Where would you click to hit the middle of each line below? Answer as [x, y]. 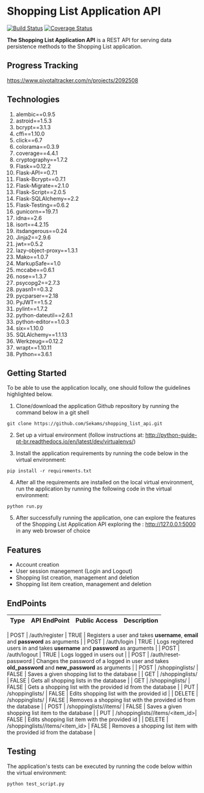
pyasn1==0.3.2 [34, 289]
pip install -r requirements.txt [49, 471]
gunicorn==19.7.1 [37, 211]
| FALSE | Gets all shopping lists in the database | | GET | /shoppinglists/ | [99, 680]
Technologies [33, 100]
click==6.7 [29, 140]
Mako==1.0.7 [32, 257]
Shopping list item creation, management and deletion [83, 584]
